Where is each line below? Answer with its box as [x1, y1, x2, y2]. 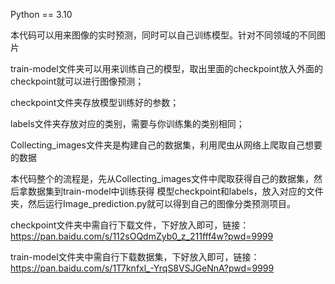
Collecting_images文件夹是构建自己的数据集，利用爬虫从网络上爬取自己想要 [10, 139, 323, 151]
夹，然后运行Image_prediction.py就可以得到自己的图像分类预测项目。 [10, 198, 297, 209]
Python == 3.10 [10, 9, 73, 20]
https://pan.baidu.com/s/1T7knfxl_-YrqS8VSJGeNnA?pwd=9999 [10, 262, 275, 274]
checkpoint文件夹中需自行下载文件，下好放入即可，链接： [10, 219, 250, 231]
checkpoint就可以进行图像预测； [10, 75, 145, 87]
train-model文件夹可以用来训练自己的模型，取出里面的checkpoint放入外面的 [10, 63, 323, 74]
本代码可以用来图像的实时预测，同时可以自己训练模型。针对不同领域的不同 [10, 29, 317, 41]
